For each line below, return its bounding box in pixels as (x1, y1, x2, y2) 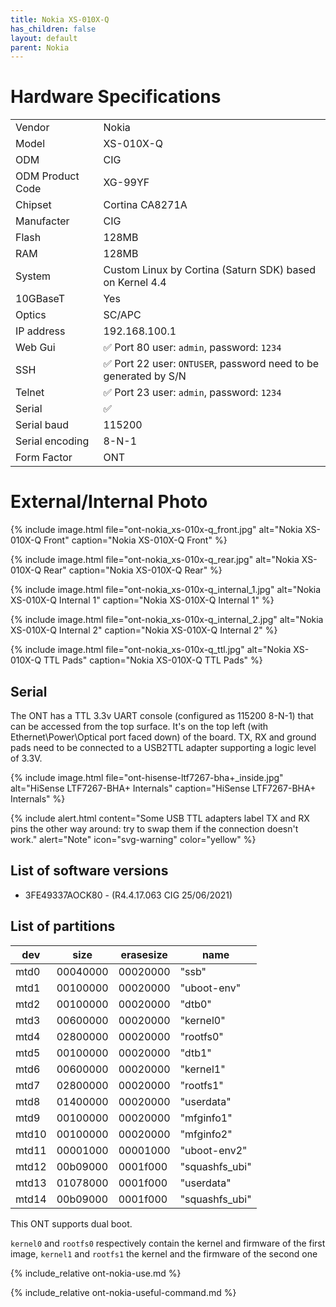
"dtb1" (179, 1046, 212, 1060)
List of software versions (10, 862, 169, 880)
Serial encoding (15, 434, 90, 448)
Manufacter (15, 214, 70, 228)
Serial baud (15, 418, 69, 432)
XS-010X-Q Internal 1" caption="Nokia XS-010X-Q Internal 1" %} (10, 594, 275, 606)
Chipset (15, 198, 52, 212)
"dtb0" (179, 997, 212, 1011)
